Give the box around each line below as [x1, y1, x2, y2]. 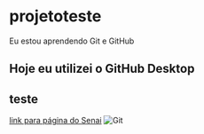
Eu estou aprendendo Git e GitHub [9, 35, 135, 46]
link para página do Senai [9, 115, 102, 126]
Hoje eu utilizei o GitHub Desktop [9, 61, 195, 76]
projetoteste [9, 6, 102, 27]
